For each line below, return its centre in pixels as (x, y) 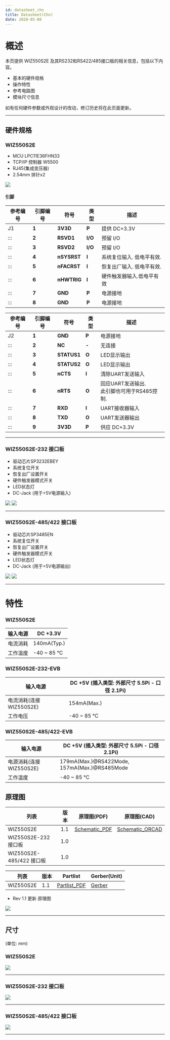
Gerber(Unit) (107, 876)
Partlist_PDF (71, 885)
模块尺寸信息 (26, 97)
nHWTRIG (70, 280)
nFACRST (69, 267)
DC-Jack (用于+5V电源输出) (41, 566)
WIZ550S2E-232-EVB (33, 668)
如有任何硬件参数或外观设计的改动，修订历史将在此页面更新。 (70, 108)
